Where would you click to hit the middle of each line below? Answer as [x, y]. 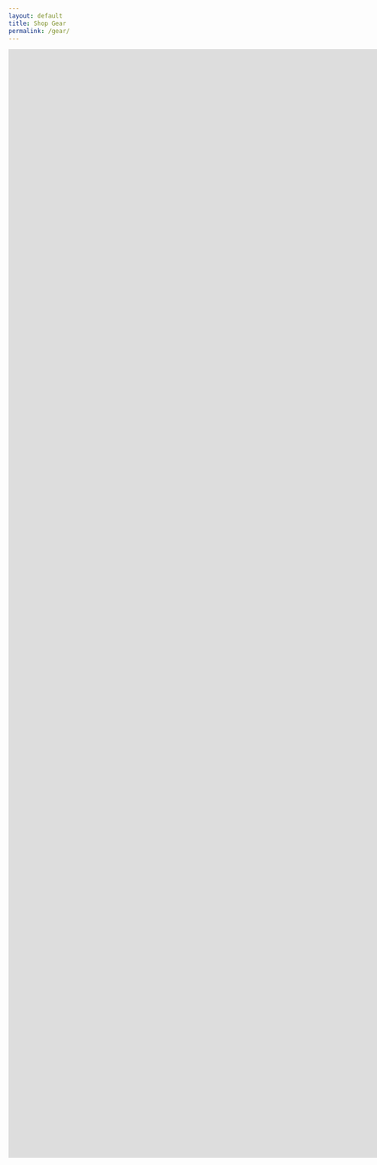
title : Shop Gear [37, 23]
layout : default [35, 16]
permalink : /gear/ [39, 31]
